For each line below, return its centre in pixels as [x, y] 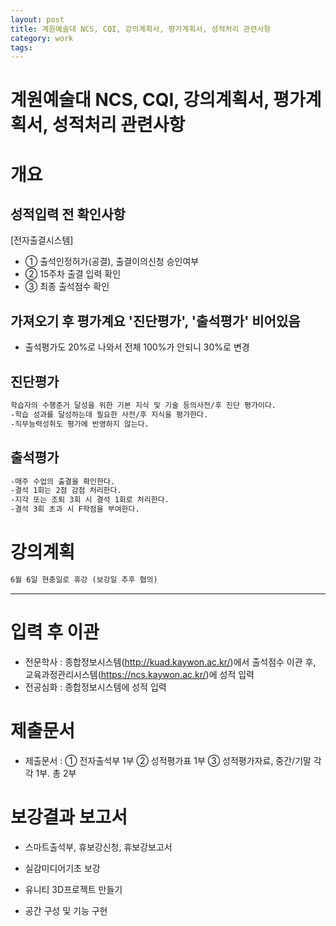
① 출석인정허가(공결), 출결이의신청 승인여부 [112, 262]
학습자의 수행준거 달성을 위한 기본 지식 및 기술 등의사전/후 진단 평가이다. [143, 406]
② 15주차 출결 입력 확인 [73, 274]
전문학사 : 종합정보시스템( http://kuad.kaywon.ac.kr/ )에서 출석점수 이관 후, [170, 662]
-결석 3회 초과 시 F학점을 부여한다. [75, 509]
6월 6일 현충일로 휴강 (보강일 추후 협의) [84, 579]
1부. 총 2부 [56, 773]
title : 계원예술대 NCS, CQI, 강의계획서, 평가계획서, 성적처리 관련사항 [141, 29]
